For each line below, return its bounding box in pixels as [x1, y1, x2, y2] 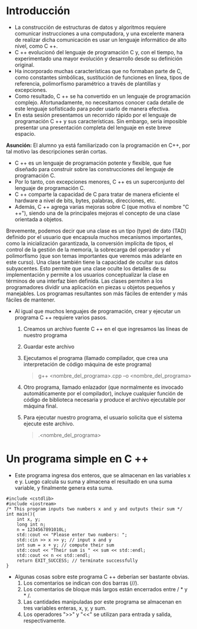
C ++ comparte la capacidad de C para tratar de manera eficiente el [14, 191, 179, 198]
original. [14, 61, 35, 68]
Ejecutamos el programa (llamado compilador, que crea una [23, 354, 169, 361]
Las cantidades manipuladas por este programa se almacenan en [23, 598, 182, 605]
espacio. [14, 130, 36, 137]
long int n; [16, 521, 46, 528]
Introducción [6, 4, 71, 18]
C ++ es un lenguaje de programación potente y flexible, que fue [14, 159, 172, 166]
